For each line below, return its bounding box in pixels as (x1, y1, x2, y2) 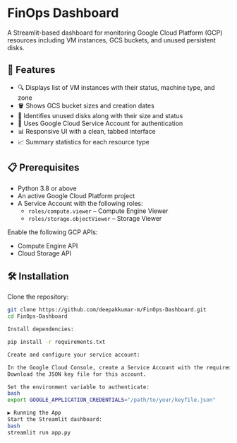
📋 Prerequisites (7, 161, 80, 174)
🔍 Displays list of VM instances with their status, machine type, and (17, 83, 215, 91)
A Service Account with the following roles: (17, 199, 143, 207)
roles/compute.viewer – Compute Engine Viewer (28, 207, 169, 215)
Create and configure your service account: (7, 351, 140, 358)
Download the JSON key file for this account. (7, 370, 147, 378)
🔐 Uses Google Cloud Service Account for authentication (17, 119, 183, 127)
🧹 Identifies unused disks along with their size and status (17, 111, 183, 120)
